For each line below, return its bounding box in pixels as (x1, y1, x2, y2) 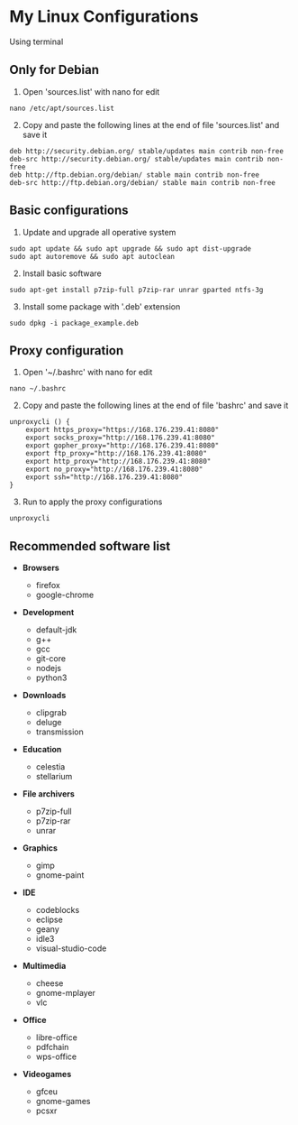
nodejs (35, 663, 61, 674)
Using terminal (9, 36, 64, 47)
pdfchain (35, 1042, 69, 1053)
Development (22, 607, 75, 618)
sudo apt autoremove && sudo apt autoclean (9, 252, 176, 261)
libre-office (35, 1032, 78, 1043)
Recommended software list (9, 539, 171, 554)
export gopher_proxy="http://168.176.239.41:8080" (25, 441, 220, 450)
